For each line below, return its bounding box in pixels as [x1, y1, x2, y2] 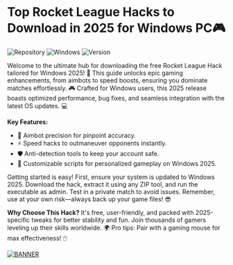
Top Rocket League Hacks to [7, 4, 175, 20]
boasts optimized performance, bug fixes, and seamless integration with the [7, 94, 225, 102]
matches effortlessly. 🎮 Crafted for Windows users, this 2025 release [7, 84, 207, 92]
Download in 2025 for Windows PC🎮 [7, 20, 226, 36]
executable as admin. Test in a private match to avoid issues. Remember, [7, 187, 215, 196]
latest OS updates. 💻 [7, 101, 68, 110]
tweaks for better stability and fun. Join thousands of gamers [31, 216, 207, 224]
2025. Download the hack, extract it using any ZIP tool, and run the [7, 180, 198, 188]
